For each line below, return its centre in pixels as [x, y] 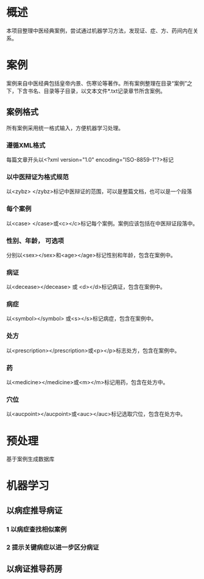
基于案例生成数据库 [30, 459]
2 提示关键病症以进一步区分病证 [53, 547]
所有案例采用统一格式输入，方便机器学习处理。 [65, 128]
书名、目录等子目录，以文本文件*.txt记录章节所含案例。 [97, 91]
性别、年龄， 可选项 [35, 241]
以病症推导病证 [34, 510]
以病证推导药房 [34, 569]
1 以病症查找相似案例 [37, 529]
